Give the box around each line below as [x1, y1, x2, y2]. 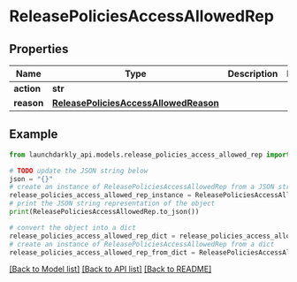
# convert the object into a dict [9, 223, 137, 232]
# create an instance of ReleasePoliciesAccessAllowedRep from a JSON [9, 183, 275, 192]
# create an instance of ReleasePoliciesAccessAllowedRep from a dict [9, 240, 275, 248]
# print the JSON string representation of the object [9, 199, 216, 209]
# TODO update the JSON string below [9, 166, 148, 175]
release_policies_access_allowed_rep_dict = [9, 232, 176, 240]
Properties [9, 42, 69, 57]
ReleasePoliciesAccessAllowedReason [51, 97, 219, 109]
